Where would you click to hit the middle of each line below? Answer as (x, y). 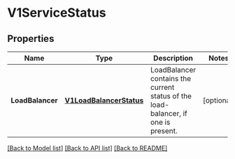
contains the (170, 78)
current (162, 87)
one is (160, 122)
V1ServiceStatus (57, 13)
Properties (31, 39)
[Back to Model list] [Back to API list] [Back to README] (87, 148)
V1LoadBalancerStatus (104, 100)
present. (164, 131)
